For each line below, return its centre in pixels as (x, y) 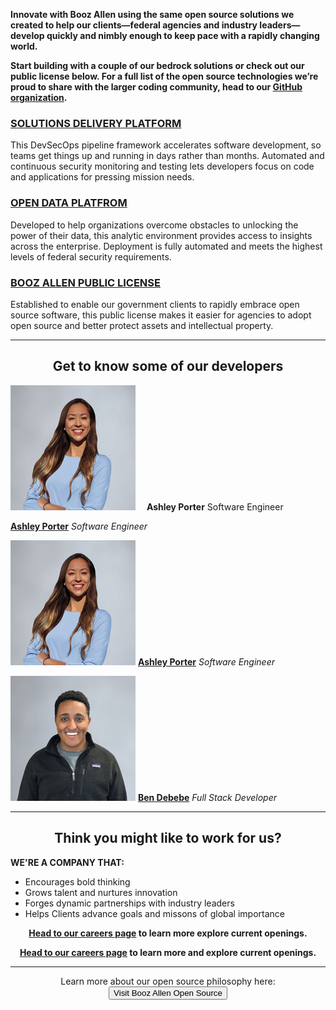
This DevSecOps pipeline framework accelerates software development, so (166, 145)
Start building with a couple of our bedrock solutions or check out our (157, 65)
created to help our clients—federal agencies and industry (134, 25)
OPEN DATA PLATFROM (69, 203)
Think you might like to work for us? (168, 838)
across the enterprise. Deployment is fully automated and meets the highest (166, 246)
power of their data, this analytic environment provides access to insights (161, 235)
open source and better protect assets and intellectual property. (142, 325)
